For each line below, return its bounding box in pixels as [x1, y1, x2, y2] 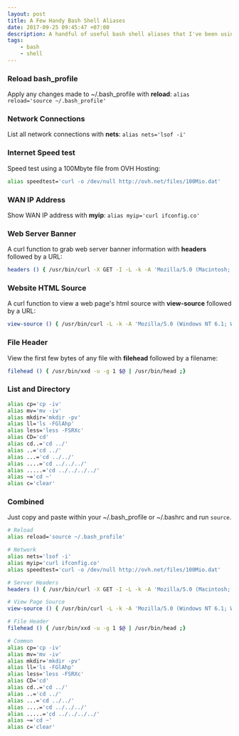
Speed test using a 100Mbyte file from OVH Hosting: [7, 164, 161, 172]
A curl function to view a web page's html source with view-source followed [7, 299, 232, 308]
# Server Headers [7, 579, 59, 586]
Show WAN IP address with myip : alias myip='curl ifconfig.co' [7, 211, 201, 219]
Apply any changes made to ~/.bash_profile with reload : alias [7, 90, 190, 98]
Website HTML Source [7, 283, 87, 293]
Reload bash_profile [7, 73, 78, 83]
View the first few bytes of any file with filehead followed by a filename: [7, 353, 218, 362]
